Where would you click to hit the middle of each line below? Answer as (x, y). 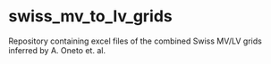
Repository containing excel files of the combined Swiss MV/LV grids (135, 41)
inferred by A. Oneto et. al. (57, 50)
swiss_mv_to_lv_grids (91, 16)
